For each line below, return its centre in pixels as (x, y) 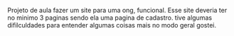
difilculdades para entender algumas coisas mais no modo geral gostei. (112, 25)
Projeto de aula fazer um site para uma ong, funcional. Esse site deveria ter (117, 10)
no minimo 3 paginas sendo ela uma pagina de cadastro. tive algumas (110, 18)
